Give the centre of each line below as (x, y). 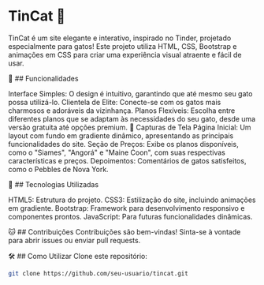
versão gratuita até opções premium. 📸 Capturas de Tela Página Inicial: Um (130, 127)
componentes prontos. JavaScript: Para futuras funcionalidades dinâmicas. (130, 216)
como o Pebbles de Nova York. (58, 169)
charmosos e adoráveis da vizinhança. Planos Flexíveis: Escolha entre (122, 111)
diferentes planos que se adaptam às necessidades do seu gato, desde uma (132, 118)
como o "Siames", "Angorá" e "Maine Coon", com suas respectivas (117, 152)
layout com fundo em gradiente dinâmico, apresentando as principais (121, 135)
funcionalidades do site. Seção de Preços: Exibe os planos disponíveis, (123, 144)
